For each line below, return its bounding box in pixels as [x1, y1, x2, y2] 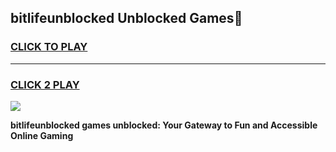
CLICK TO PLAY [10, 40, 88, 54]
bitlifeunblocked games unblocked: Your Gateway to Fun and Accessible [10, 119, 318, 131]
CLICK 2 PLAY [10, 77, 80, 91]
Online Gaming [10, 129, 74, 141]
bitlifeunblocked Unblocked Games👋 [10, 10, 243, 27]
